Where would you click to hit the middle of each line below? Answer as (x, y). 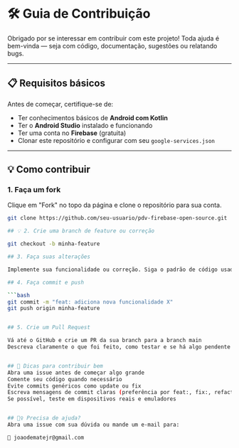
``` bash (19, 295)
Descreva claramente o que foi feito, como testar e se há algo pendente (119, 347)
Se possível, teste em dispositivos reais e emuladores (92, 399)
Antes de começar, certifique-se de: (60, 104)
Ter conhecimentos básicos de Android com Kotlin (93, 117)
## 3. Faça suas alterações (49, 257)
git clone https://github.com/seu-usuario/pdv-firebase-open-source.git (117, 218)
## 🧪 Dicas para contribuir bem (55, 366)
